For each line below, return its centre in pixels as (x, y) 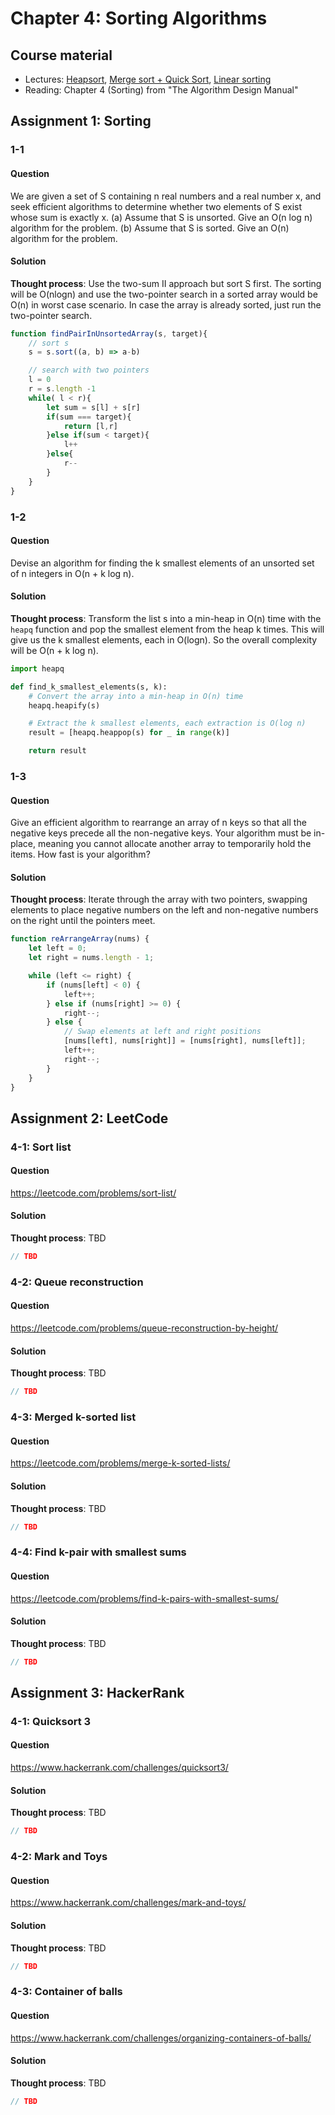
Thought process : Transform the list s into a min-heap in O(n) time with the (166, 618)
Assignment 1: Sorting (81, 121)
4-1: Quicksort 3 (51, 1721)
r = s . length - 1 (62, 389)
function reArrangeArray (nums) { (80, 939)
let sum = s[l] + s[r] (93, 407)
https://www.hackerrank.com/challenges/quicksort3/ (119, 1768)
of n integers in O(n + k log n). (72, 573)
